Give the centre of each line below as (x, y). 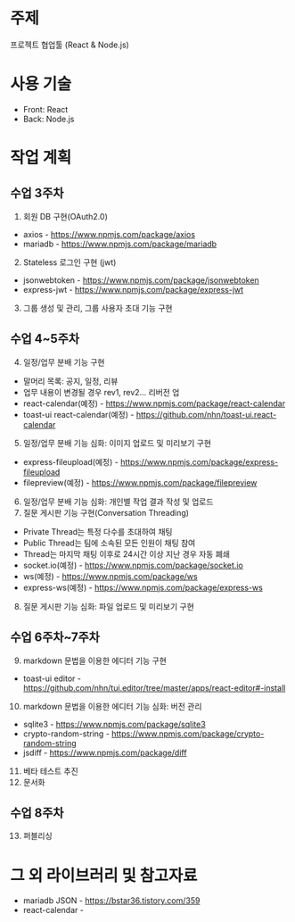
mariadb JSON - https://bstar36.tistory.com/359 (111, 901)
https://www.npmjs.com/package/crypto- (188, 734)
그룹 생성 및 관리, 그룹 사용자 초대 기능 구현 (98, 308)
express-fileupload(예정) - (70, 461)
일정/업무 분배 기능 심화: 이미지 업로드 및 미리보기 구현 (117, 443)
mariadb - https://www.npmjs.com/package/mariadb (120, 244)
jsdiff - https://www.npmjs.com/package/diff (105, 752)
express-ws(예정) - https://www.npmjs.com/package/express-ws (143, 587)
